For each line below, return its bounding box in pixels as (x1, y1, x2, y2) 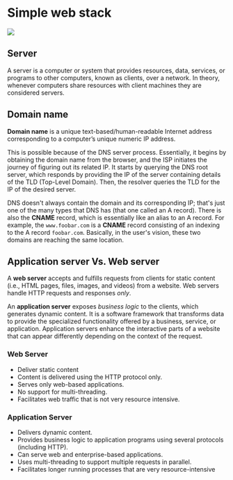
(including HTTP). (17, 442, 68, 451)
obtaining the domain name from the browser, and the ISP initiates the (7, 155, 207, 164)
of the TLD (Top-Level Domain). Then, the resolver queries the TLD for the (7, 178, 220, 186)
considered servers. (7, 88, 65, 97)
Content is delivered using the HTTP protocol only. (17, 373, 162, 381)
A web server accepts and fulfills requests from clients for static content (7, 274, 216, 283)
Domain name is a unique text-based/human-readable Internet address (7, 127, 212, 135)
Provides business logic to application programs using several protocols (17, 435, 224, 444)
